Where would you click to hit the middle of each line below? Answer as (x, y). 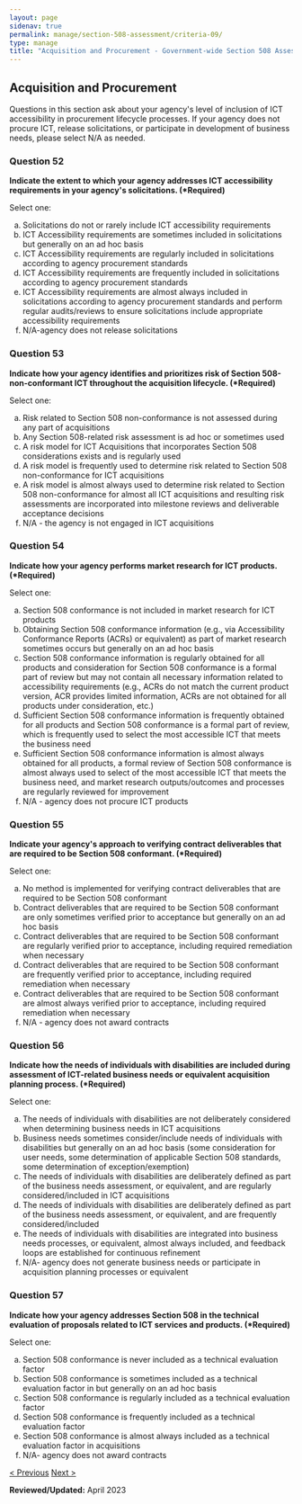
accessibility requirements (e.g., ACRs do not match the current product (155, 686)
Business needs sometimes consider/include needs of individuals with (152, 1138)
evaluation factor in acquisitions (81, 1446)
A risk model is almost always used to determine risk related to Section (153, 484)
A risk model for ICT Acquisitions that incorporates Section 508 (140, 446)
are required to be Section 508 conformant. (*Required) (116, 854)
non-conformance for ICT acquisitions (93, 475)
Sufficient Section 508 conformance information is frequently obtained (153, 715)
